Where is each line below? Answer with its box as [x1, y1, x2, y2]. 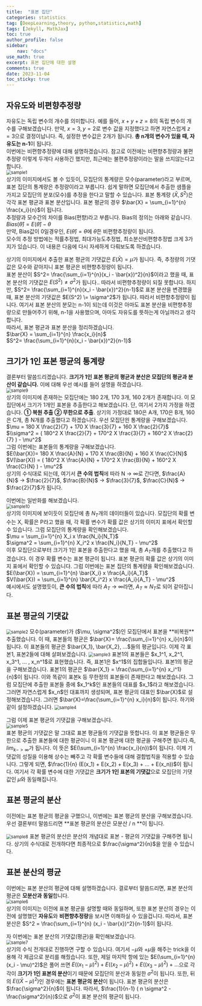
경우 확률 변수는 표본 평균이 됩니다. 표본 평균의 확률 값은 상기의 [35, 554, 183, 562]
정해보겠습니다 [6, 696, 41, 703]
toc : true [6, 31, 31, 37]
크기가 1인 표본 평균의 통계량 [6, 356, 105, 366]
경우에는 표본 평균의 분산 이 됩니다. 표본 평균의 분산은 [45, 978, 169, 985]
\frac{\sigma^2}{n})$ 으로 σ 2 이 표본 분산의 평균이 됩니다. [6, 992, 142, 1001]
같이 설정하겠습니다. [6, 704, 53, 711]
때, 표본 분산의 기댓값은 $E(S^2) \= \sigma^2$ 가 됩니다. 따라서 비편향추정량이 [6, 294, 190, 301]
